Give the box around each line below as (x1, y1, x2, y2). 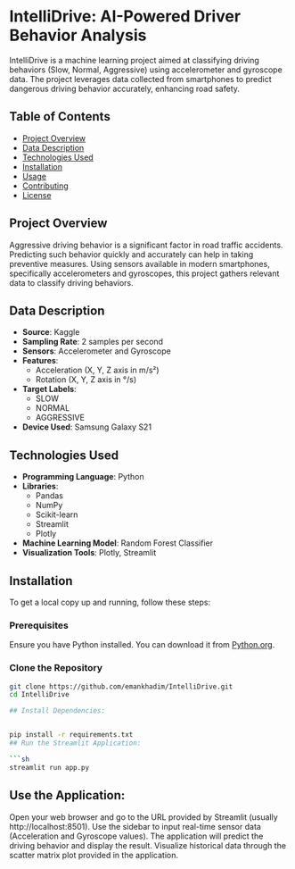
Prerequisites (9, 619, 69, 631)
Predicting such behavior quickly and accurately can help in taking (9, 248, 254, 260)
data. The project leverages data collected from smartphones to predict (9, 73, 272, 84)
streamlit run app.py (9, 763, 90, 772)
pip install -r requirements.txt (9, 731, 134, 739)
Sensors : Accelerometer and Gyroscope (21, 346, 171, 356)
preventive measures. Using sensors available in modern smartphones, (9, 258, 270, 269)
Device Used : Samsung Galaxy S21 (21, 422, 152, 432)
